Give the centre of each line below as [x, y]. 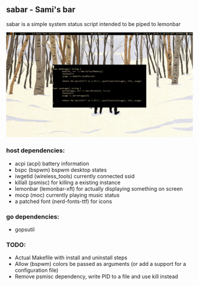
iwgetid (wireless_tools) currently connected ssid [75, 176]
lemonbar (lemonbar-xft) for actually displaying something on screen [99, 188]
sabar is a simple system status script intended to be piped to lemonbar [94, 24]
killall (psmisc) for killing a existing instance [68, 182]
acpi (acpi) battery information [52, 163]
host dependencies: [36, 150]
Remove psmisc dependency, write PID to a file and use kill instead [97, 277]
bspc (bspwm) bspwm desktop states [61, 170]
